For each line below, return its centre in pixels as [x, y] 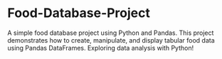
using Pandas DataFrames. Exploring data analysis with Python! [101, 48]
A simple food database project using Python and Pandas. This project [111, 33]
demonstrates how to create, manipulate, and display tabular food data [111, 40]
